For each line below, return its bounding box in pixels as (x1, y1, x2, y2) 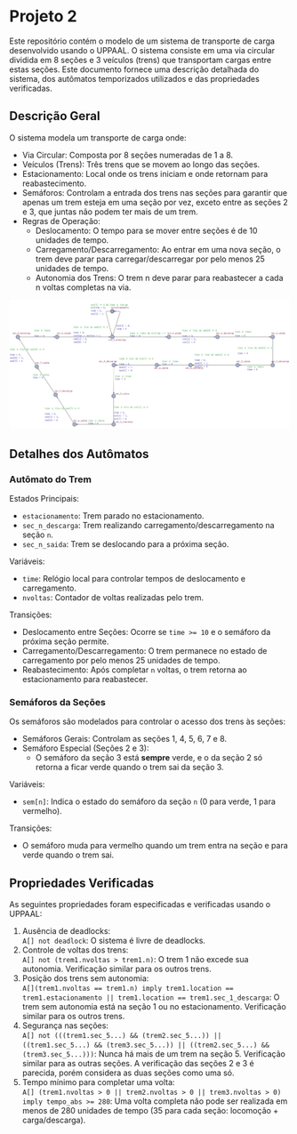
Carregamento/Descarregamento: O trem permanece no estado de (21, 645, 268, 655)
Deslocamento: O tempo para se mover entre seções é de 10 (35, 225, 258, 236)
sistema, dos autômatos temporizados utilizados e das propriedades (9, 73, 260, 84)
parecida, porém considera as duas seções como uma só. (21, 1067, 235, 1078)
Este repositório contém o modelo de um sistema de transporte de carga (9, 36, 276, 46)
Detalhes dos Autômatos (9, 446, 149, 462)
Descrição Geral (9, 109, 100, 124)
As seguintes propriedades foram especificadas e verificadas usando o (9, 899, 271, 910)
